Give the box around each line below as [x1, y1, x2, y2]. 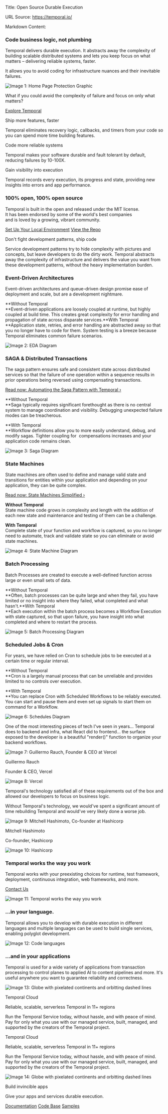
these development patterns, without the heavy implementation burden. [5, 262, 153, 268]
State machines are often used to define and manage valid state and [5, 471, 146, 478]
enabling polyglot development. [5, 930, 71, 936]
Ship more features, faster [5, 117, 59, 123]
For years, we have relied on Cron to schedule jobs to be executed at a [5, 653, 151, 659]
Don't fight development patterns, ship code [5, 236, 97, 242]
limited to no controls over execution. [5, 678, 82, 684]
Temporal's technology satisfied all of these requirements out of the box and [5, 788, 163, 794]
